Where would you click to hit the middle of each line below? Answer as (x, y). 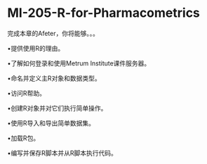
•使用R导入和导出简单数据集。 (51, 123)
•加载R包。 (24, 138)
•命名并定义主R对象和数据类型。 (54, 78)
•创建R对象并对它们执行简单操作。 (57, 108)
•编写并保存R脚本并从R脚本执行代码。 (62, 153)
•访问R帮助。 (26, 93)
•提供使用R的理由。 (36, 48)
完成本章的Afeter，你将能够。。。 (53, 33)
